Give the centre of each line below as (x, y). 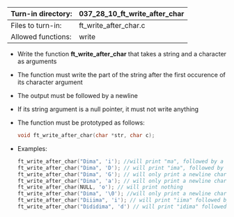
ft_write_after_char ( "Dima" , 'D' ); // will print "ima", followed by (120, 168)
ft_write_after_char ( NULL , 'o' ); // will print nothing (100, 187)
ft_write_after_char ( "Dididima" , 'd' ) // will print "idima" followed (122, 207)
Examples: (32, 148)
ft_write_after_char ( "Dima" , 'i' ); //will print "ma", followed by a (120, 161)
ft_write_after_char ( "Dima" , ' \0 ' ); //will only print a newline (114, 194)
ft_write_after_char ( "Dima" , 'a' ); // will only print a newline (114, 181)
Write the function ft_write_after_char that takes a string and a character (122, 54)
